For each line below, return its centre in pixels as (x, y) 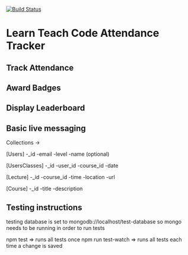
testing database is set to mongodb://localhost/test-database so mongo (94, 221)
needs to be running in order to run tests (55, 228)
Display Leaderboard (46, 108)
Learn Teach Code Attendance (83, 33)
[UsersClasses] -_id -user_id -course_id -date (62, 166)
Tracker (26, 46)
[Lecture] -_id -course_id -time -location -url (61, 177)
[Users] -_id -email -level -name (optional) (58, 154)
